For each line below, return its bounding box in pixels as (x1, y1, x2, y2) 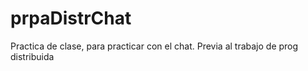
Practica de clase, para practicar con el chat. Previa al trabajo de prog (10, 40, 299, 52)
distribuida (10, 50, 55, 62)
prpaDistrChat (10, 7, 132, 30)
